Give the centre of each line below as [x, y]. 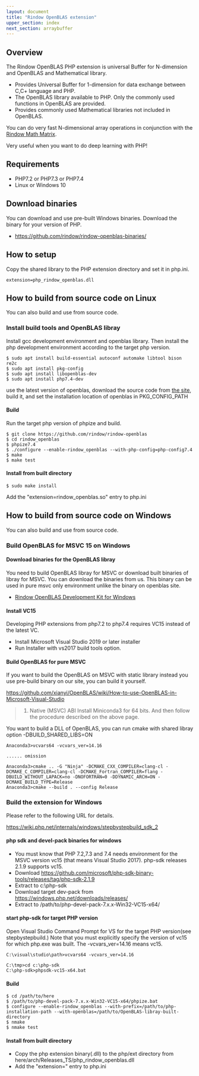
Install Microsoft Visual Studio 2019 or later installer [78, 642]
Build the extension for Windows [54, 803]
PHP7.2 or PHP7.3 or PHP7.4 [49, 179]
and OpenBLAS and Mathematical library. [56, 73]
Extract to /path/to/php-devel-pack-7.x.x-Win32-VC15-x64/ [87, 904]
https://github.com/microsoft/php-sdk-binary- [97, 872]
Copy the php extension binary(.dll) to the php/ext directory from [94, 1054]
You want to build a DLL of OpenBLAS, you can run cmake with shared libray [100, 729]
